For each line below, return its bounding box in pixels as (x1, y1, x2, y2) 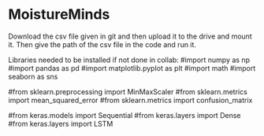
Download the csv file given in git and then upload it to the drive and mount (8, 31, 252, 41)
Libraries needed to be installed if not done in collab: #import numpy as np (8, 55, 251, 64)
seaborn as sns (8, 72, 58, 81)
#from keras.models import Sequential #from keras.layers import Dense (8, 110, 241, 119)
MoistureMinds (8, 6, 110, 24)
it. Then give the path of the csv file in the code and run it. (8, 39, 197, 49)
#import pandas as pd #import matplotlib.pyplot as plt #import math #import (8, 63, 256, 72)
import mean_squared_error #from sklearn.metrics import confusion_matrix (8, 95, 253, 105)
